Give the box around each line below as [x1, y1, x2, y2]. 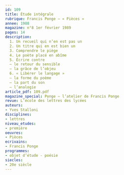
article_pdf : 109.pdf [5, 89, 50, 94]
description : [5, 35, 32, 40]
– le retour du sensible [9, 62, 60, 67]
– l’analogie [9, 84, 36, 90]
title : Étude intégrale [5, 12, 54, 17]
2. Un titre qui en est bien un [9, 44, 76, 49]
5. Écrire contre [9, 57, 45, 62]
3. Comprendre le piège [9, 48, 58, 53]
